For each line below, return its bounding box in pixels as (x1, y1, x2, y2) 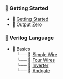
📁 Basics (12, 46, 31, 52)
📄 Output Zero (12, 21, 42, 28)
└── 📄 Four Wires (17, 57, 55, 63)
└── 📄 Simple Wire (17, 51, 58, 58)
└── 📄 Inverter (17, 62, 49, 68)
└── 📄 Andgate (17, 67, 50, 73)
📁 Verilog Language (5, 34, 54, 41)
